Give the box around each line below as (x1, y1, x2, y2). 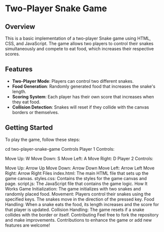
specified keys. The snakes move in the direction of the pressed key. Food (5, 196, 155, 202)
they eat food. (12, 99, 41, 105)
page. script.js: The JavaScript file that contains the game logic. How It (5, 181, 148, 186)
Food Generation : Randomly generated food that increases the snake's (12, 83, 156, 89)
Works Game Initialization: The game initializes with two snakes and (5, 186, 141, 191)
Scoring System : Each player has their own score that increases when (12, 93, 154, 99)
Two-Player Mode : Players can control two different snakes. (12, 78, 134, 84)
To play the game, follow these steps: (5, 137, 81, 142)
